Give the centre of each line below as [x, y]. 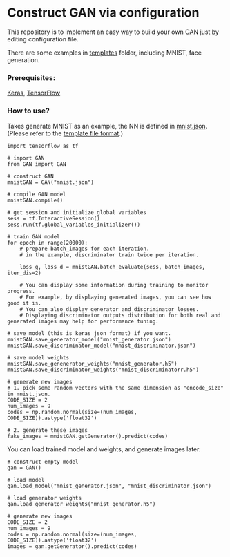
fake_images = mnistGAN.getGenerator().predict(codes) [88, 436]
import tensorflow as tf [43, 146]
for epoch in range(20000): [48, 243]
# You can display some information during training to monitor [114, 285]
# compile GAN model [37, 194]
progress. [21, 291]
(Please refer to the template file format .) [65, 133]
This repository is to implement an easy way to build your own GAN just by [113, 32]
